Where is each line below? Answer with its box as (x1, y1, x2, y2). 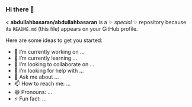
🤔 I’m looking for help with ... (14, 67, 84, 74)
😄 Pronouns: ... (14, 89, 53, 96)
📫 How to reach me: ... (14, 80, 71, 87)
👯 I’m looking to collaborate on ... (14, 61, 95, 68)
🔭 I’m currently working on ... (14, 48, 85, 56)
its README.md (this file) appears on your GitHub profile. (5, 25, 138, 33)
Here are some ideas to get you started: (5, 37, 103, 44)
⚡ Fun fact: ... (14, 95, 47, 102)
